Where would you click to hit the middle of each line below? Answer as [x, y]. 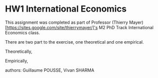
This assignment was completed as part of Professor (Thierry [67, 22]
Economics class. [23, 32]
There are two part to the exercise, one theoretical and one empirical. [75, 42]
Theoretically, [19, 51]
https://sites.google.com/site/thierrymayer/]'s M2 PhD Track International [80, 27]
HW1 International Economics [66, 9]
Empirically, [17, 61]
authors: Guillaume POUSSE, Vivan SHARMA [50, 70]
